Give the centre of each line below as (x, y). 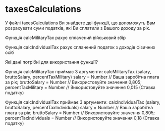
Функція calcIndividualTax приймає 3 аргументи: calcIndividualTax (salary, (83, 102)
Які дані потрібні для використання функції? (52, 62)
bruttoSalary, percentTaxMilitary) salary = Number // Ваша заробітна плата (82, 77)
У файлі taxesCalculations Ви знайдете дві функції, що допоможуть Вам (80, 23)
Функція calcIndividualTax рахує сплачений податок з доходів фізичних (80, 47)
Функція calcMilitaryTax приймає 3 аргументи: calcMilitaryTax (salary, (78, 71)
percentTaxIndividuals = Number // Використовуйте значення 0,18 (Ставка (82, 118)
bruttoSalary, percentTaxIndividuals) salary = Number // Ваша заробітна (79, 107)
